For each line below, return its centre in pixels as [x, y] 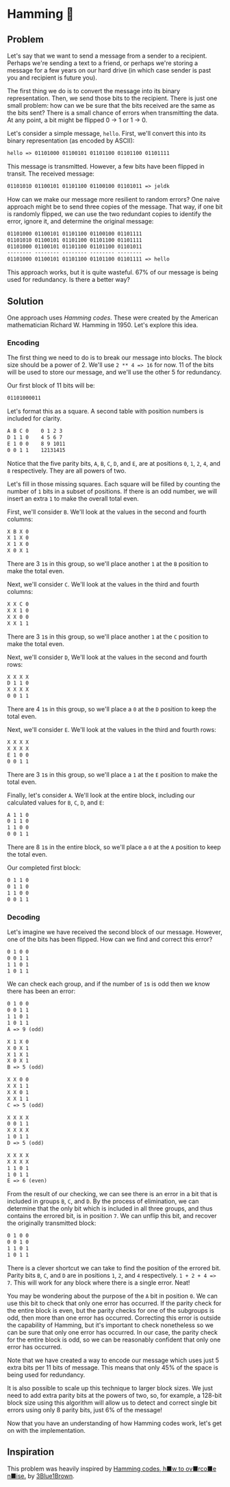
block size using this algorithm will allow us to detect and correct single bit [112, 1403]
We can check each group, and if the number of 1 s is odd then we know [108, 984]
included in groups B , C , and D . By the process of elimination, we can [103, 1201]
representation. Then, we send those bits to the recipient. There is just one [112, 98]
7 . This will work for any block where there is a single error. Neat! [99, 1283]
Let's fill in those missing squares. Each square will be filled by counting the [114, 484]
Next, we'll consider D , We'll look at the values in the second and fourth [107, 657]
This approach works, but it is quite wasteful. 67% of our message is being [113, 272]
